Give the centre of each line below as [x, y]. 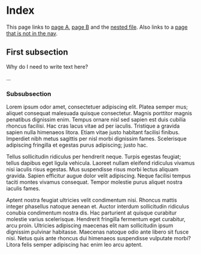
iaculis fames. [23, 189]
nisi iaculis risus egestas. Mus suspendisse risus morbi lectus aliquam [92, 170]
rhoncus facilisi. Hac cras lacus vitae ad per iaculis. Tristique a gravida [93, 126]
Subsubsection [29, 93]
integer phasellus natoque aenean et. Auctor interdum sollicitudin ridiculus [98, 207]
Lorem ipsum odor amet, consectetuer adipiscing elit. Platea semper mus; [97, 107]
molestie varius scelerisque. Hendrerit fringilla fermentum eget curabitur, [96, 219]
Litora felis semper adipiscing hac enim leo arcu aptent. [74, 245]
